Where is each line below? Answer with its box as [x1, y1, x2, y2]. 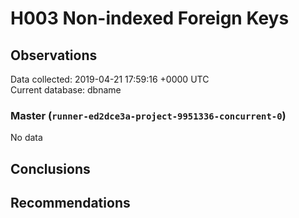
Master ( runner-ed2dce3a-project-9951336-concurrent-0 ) [10, 108, 287, 122]
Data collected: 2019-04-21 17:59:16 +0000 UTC [10, 73, 210, 85]
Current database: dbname [10, 84, 122, 96]
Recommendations [10, 195, 131, 212]
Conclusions [10, 160, 91, 177]
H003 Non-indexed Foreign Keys [10, 7, 290, 30]
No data [10, 132, 43, 144]
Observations [10, 47, 98, 64]
